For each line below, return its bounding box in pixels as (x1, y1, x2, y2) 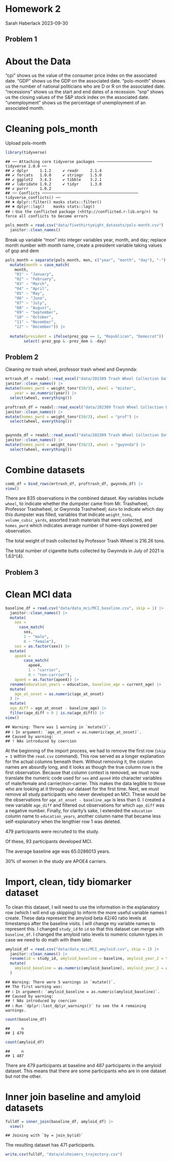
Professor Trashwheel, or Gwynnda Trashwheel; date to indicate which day (5, 506, 164, 512)
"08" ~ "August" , (14, 305, 52, 310)
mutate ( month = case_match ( (10, 262, 70, 267)
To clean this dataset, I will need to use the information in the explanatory (5, 904, 160, 910)
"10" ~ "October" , (14, 315, 54, 320)
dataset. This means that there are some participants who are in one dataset (5, 1068, 166, 1074)
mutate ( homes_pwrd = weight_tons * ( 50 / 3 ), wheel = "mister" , (5, 386, 137, 391)
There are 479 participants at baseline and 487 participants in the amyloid (5, 1062, 162, 1068)
